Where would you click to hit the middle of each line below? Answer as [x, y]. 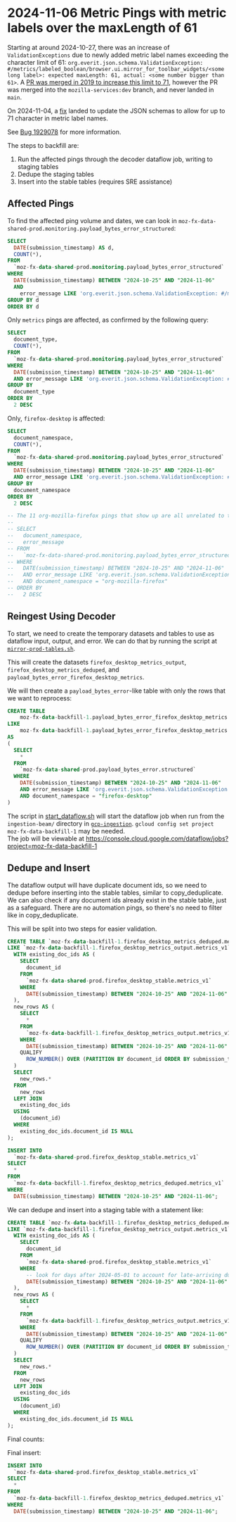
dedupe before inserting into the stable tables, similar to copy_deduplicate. [115, 893]
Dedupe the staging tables [56, 174]
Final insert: [24, 1452]
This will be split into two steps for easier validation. [82, 929]
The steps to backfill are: [43, 145]
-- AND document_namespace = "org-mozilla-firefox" [88, 581]
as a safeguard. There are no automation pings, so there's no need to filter [115, 907]
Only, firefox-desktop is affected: [56, 418]
